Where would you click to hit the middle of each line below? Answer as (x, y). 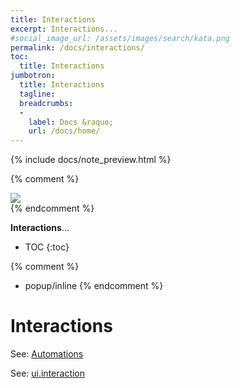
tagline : (37, 94)
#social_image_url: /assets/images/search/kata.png (120, 38)
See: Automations (47, 354)
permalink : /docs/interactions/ (77, 47)
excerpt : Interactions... (64, 29)
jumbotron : (33, 76)
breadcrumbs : (46, 103)
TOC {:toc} (47, 247)
